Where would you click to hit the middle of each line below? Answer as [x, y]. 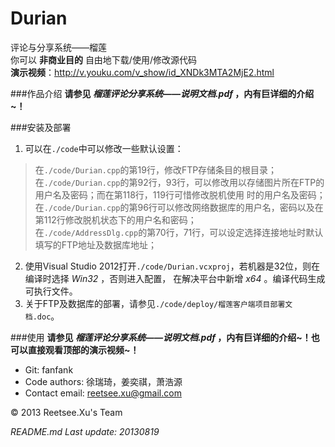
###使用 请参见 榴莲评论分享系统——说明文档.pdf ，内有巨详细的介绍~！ [161, 337]
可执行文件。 [51, 291]
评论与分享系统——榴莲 [58, 47]
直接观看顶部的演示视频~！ [83, 349]
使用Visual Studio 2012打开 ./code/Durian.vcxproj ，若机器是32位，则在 [172, 266]
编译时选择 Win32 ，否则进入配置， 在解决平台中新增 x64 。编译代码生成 [175, 278]
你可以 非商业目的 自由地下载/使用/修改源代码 [103, 59]
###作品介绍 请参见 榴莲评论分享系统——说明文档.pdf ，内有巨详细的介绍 [162, 93]
